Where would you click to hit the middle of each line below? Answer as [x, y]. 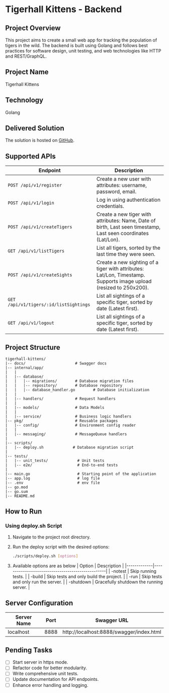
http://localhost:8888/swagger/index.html [112, 632]
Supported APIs [31, 156]
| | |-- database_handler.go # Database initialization [77, 390]
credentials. [110, 206]
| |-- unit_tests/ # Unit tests [55, 461]
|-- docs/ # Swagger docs [56, 363]
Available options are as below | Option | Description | [68, 566]
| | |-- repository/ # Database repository [64, 386]
